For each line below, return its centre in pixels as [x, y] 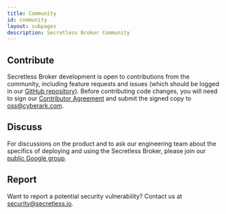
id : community [27, 20]
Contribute [31, 60]
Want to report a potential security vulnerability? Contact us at [95, 196]
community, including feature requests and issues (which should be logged [113, 84]
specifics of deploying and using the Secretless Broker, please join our [106, 150]
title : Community [32, 13]
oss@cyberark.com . [36, 106]
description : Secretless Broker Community [68, 32]
